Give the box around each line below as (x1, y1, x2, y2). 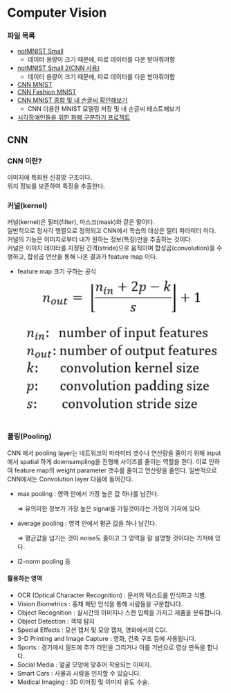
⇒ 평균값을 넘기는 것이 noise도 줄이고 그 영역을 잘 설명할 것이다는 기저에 (17, 533, 214, 542)
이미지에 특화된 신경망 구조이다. (7, 173, 93, 182)
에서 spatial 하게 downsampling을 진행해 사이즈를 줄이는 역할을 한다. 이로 (7, 457, 207, 465)
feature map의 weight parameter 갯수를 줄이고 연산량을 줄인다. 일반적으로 (14, 466, 217, 474)
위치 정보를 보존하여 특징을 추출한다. (7, 182, 105, 190)
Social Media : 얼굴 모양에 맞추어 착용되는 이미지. (17, 660, 152, 669)
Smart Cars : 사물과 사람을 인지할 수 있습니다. (17, 669, 142, 677)
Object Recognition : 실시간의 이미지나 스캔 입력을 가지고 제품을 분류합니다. (17, 608, 223, 617)
